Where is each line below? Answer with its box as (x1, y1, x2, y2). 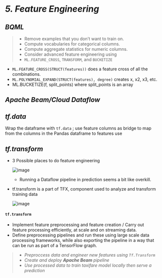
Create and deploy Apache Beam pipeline (24, 257, 110, 263)
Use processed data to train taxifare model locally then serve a (24, 262, 152, 268)
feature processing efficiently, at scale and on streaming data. (12, 227, 137, 233)
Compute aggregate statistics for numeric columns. (24, 46, 128, 52)
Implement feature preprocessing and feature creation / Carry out (12, 222, 144, 228)
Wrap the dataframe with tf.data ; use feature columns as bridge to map (5, 126, 152, 131)
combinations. (12, 71, 41, 77)
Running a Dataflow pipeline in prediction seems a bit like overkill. (19, 177, 151, 183)
